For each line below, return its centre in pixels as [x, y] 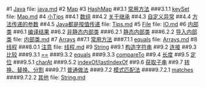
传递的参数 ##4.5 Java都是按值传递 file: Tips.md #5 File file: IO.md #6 [99, 24]
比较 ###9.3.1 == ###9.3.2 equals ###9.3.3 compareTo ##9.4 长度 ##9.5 [98, 54]
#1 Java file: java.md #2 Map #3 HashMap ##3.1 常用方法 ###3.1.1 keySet [98, 9]
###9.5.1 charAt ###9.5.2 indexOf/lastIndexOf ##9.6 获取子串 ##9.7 [98, 62]
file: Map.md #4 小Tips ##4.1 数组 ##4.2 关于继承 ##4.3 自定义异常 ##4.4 [99, 16]
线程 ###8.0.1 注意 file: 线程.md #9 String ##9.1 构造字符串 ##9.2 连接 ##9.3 [102, 47]
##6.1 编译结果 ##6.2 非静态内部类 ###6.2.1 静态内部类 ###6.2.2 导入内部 [105, 32]
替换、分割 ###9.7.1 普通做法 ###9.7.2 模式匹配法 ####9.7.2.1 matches [105, 70]
